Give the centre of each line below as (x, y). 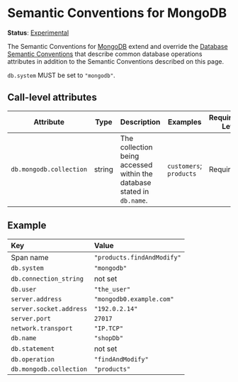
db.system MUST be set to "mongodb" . (61, 75)
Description (140, 122)
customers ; (185, 166)
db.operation (33, 359)
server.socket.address (49, 309)
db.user (24, 289)
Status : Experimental (38, 33)
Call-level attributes (52, 97)
